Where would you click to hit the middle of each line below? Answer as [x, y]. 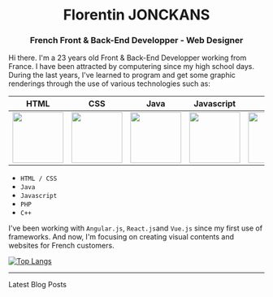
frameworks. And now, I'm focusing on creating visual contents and [121, 237]
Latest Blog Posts [38, 285]
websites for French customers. [62, 246]
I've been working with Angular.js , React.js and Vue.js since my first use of [135, 228]
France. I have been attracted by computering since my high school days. [131, 67]
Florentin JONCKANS [136, 15]
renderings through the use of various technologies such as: [110, 84]
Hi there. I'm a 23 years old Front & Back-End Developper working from [128, 58]
